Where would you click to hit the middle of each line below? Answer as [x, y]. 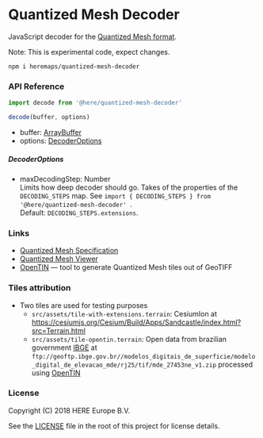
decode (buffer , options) [49, 117]
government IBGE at [64, 348]
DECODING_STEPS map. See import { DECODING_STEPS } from [115, 195]
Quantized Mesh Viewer [59, 259]
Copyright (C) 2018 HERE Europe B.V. [69, 410]
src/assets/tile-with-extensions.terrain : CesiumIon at [124, 313]
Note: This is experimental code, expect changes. [89, 52]
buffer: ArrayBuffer [50, 132]
